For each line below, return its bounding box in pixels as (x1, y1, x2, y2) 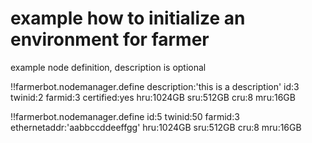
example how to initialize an (10, 7, 246, 30)
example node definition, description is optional (10, 61, 207, 73)
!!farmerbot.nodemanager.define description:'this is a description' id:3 (10, 80, 300, 92)
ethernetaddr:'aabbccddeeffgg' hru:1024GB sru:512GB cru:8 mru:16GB (10, 121, 302, 133)
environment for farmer (10, 28, 210, 51)
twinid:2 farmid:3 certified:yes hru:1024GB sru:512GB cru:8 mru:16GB (10, 91, 296, 103)
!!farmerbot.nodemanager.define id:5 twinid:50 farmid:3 (10, 110, 240, 122)
